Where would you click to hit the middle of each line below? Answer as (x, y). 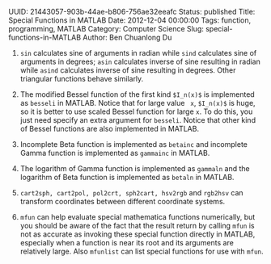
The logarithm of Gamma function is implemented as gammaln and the (135, 168)
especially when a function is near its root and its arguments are (127, 243)
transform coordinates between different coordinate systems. (123, 201)
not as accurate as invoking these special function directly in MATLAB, (138, 234)
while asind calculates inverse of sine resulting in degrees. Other (128, 70)
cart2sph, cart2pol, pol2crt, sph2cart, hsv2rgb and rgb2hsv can (132, 193)
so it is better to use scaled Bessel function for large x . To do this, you (136, 111)
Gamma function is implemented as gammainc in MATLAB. (115, 153)
